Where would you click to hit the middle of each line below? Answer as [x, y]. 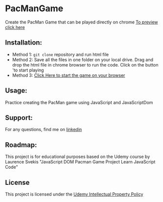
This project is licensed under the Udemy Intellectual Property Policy [74, 194]
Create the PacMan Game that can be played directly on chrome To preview [81, 22]
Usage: [16, 91]
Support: [19, 118]
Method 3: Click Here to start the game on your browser [69, 75]
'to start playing [28, 70]
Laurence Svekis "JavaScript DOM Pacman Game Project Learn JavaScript [80, 162]
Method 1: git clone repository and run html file [60, 54]
